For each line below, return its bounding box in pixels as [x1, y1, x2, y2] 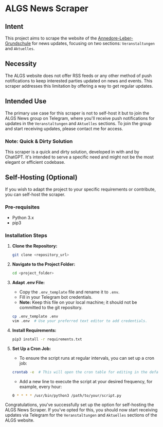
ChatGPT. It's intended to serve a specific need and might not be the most [5, 154, 154, 160]
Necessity [5, 59, 37, 68]
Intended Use [5, 97, 47, 105]
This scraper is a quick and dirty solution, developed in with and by [5, 149, 140, 155]
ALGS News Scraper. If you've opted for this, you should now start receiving [5, 407, 158, 413]
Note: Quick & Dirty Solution [5, 137, 73, 144]
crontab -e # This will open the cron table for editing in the [12, 369, 147, 374]
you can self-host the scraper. [5, 191, 66, 197]
